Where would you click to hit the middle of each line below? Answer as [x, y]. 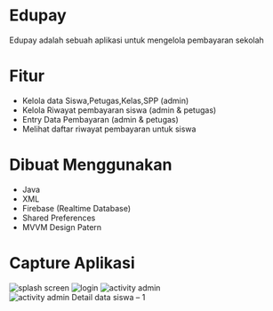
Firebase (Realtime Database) [76, 208]
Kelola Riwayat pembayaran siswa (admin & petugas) [119, 110]
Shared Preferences [59, 218]
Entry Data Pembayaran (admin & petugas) [100, 119]
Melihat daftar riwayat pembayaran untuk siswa [109, 129]
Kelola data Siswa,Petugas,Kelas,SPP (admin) [105, 100]
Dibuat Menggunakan [91, 165]
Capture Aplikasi [72, 263]
